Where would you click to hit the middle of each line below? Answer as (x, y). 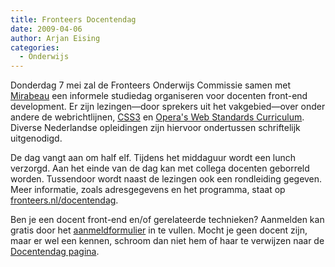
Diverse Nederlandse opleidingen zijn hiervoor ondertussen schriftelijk (155, 128)
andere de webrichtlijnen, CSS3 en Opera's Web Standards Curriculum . (157, 117)
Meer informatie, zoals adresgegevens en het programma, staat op (148, 190)
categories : (35, 47)
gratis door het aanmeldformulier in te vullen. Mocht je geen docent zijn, (159, 230)
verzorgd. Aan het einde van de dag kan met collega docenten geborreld (160, 168)
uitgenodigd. (36, 138)
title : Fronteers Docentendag (73, 19)
